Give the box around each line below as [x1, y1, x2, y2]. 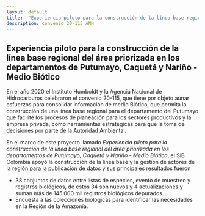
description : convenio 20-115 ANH [6, 20, 95, 26]
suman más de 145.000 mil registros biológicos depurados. [15, 190, 164, 197]
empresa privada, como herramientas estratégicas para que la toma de [6, 121, 185, 128]
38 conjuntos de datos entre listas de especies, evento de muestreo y [15, 177, 191, 184]
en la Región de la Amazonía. [15, 203, 88, 210]
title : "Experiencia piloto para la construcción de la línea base [6, 15, 184, 21]
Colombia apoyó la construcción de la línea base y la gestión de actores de [6, 158, 195, 166]
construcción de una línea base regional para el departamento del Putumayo [6, 108, 199, 115]
